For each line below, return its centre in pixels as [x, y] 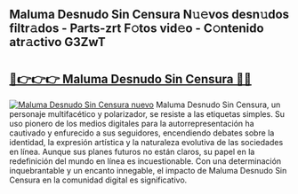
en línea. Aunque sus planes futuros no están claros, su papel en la [132, 151]
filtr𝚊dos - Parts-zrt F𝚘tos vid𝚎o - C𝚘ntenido [137, 29]
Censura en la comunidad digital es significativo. [98, 180]
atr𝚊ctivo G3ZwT [58, 42]
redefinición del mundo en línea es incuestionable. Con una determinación [145, 161]
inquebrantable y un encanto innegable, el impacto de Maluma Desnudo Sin [148, 171]
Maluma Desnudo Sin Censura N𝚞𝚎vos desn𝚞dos [149, 15]
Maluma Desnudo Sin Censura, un [218, 105]
